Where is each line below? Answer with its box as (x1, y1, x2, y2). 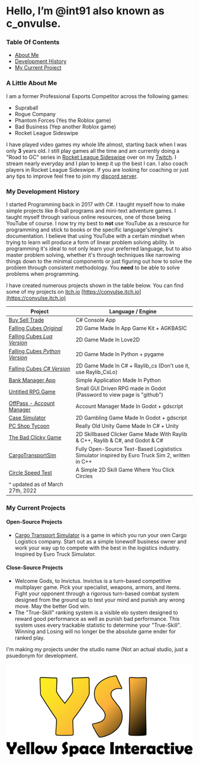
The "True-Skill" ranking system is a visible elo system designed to (14, 608, 178, 616)
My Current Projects (6, 504, 66, 512)
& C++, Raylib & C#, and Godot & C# (75, 437, 163, 444)
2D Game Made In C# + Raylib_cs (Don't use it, (75, 362, 190, 369)
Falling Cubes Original (8, 325, 63, 332)
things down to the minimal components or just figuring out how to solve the (6, 258, 192, 265)
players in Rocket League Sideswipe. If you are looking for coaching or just (6, 166, 189, 173)
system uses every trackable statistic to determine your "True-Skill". (14, 621, 182, 629)
